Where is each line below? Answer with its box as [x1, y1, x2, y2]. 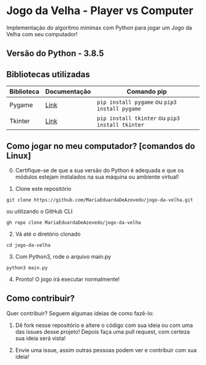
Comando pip [126, 87, 167, 96]
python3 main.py [6, 264, 48, 271]
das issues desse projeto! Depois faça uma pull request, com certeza [15, 328, 190, 335]
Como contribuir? [6, 293, 75, 304]
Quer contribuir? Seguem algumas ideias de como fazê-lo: [6, 309, 154, 317]
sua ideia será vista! [15, 334, 66, 342]
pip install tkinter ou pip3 [97, 114, 180, 123]
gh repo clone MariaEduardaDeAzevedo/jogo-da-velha [6, 219, 141, 226]
